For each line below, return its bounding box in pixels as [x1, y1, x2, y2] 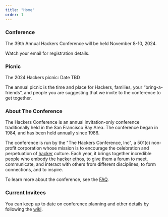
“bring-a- [143, 84, 163, 90]
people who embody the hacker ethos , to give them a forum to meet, [5, 156, 148, 162]
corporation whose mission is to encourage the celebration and [17, 145, 149, 151]
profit [5, 145, 17, 151]
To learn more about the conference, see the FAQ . [5, 176, 109, 183]
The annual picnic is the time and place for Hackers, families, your [5, 84, 143, 90]
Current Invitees [5, 189, 46, 196]
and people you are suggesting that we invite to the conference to [24, 90, 161, 96]
